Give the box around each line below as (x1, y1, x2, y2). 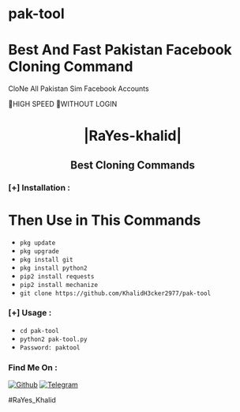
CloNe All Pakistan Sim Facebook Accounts (8, 84, 149, 93)
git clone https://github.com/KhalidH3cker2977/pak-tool (19, 289, 212, 297)
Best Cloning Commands (69, 158, 196, 172)
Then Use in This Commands (8, 211, 201, 229)
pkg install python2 (19, 264, 88, 272)
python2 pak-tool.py (19, 335, 88, 343)
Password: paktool (19, 343, 81, 352)
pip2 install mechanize (19, 281, 99, 289)
